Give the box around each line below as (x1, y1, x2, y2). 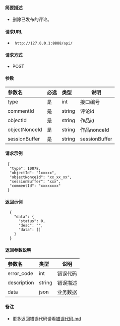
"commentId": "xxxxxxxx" (9, 184, 61, 188)
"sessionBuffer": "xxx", (9, 179, 61, 184)
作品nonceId (80, 126, 109, 133)
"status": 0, (18, 219, 46, 224)
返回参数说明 (5, 247, 31, 253)
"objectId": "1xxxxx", (9, 171, 57, 176)
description (7, 279, 34, 286)
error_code (7, 270, 34, 277)
